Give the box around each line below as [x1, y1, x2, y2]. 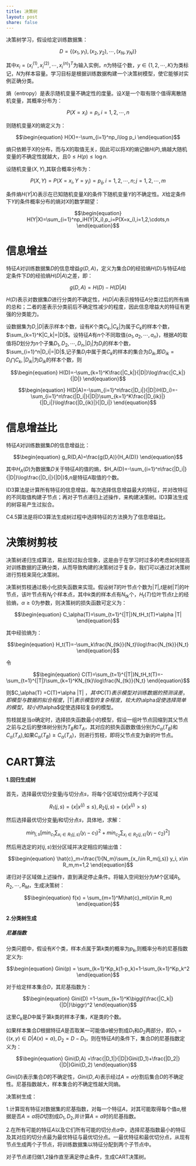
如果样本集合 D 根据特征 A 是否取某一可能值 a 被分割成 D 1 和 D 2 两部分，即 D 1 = [6, 1027, 182, 1035]
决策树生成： [6, 1093, 37, 1100]
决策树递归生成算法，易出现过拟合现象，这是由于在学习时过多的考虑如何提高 [6, 556, 190, 563]
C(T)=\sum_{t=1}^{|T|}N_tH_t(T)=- [81, 671, 163, 678]
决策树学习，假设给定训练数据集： [6, 36, 88, 43]
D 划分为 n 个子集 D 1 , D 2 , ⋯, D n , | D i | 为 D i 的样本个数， [16, 340, 134, 348]
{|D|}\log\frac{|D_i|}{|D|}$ [6, 474, 68, 481]
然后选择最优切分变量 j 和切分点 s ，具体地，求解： [6, 816, 123, 823]
